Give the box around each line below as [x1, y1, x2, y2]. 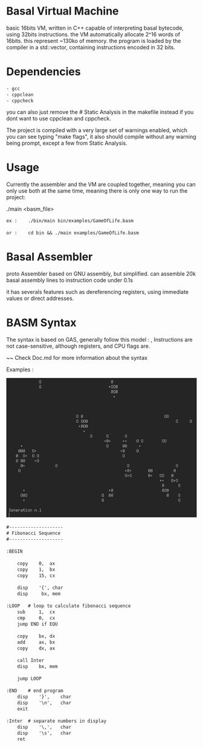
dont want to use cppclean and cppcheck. [6, 115, 112, 122]
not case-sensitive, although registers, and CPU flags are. [6, 342, 150, 350]
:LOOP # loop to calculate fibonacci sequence [6, 603, 131, 609]
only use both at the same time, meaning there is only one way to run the [6, 187, 188, 194]
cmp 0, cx [17, 615, 56, 621]
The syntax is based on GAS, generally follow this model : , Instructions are [6, 336, 193, 343]
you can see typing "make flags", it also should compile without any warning [6, 133, 196, 140]
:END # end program [6, 688, 63, 694]
